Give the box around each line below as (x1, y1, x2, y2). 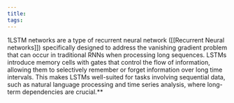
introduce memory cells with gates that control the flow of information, (7, 58, 211, 66)
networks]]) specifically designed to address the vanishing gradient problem (7, 43, 228, 51)
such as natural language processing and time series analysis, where (7, 80, 206, 88)
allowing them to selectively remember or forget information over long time (7, 65, 223, 74)
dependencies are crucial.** (22, 88, 103, 96)
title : (7, 10, 27, 17)
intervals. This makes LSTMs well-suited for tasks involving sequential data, (7, 72, 226, 81)
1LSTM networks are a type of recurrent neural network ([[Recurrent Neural (7, 35, 225, 44)
